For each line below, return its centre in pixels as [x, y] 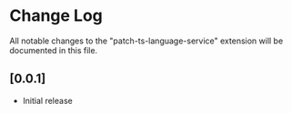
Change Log [56, 16]
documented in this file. [54, 50]
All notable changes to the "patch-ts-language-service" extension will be [146, 41]
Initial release [47, 100]
